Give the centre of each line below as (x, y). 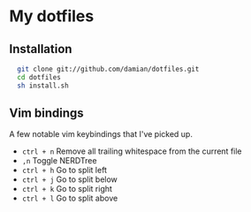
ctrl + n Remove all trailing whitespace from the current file (132, 151)
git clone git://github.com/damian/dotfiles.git (108, 69)
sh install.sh (43, 86)
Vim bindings (46, 114)
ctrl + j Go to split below (69, 179)
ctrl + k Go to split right (67, 189)
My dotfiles (52, 16)
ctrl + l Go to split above (70, 198)
